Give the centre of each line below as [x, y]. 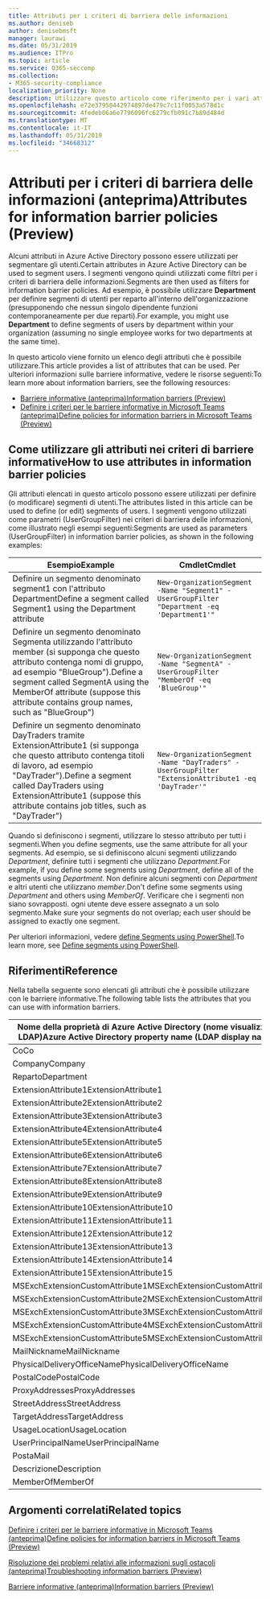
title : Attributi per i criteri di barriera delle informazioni [118, 16]
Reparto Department [50, 1077]
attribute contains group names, [73, 702]
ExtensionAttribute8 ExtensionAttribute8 [88, 1182]
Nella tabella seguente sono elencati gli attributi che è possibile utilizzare [129, 990]
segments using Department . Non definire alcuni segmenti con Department [133, 878]
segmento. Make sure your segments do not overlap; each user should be [130, 913]
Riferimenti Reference [63, 970]
